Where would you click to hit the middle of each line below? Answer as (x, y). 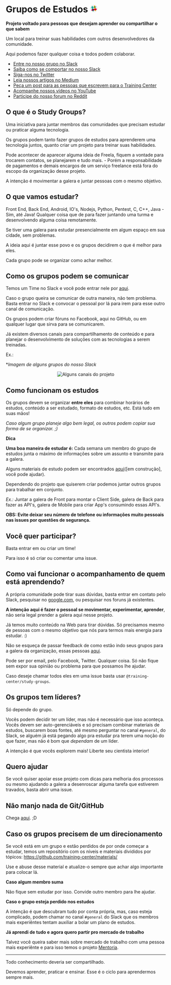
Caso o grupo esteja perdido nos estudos (50, 902)
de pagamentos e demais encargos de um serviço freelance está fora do (82, 166)
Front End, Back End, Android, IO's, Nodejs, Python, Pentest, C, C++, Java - (85, 209)
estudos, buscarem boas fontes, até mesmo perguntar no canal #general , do (86, 730)
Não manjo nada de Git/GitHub (55, 805)
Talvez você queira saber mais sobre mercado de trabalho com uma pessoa (85, 942)
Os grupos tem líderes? (43, 697)
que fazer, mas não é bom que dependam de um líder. (62, 741)
